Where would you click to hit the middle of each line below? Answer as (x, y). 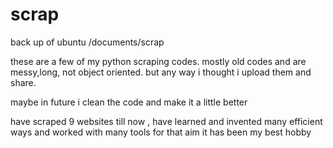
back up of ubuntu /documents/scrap (87, 42)
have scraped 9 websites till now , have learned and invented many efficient (166, 121)
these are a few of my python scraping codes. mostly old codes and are (158, 61)
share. (23, 82)
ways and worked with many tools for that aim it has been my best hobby (161, 132)
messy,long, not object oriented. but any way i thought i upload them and (161, 72)
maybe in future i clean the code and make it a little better (129, 102)
